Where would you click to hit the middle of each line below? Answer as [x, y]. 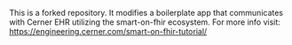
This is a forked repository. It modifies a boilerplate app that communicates [146, 13]
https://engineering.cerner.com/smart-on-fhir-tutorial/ [108, 31]
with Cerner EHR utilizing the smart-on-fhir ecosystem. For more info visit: [145, 22]
